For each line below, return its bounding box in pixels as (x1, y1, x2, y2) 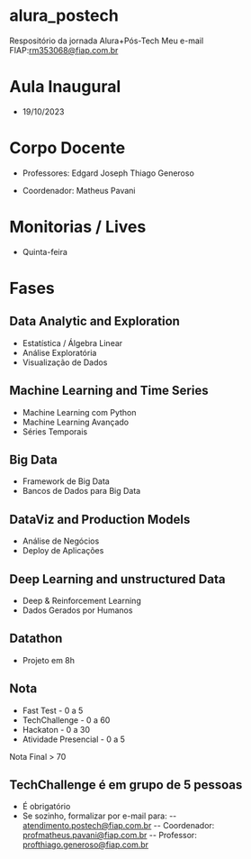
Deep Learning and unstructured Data (9, 571, 226, 587)
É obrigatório (22, 801, 71, 812)
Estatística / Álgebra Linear (22, 337, 123, 348)
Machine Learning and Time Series (9, 383, 209, 398)
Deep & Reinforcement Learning (22, 596, 141, 606)
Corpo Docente (9, 138, 126, 159)
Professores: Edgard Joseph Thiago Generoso (22, 168, 195, 178)
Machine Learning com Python (22, 407, 137, 417)
